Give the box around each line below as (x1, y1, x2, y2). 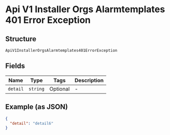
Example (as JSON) (5, 103, 68, 111)
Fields (5, 62, 26, 71)
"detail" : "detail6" (10, 121, 54, 126)
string (29, 86, 45, 92)
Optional (49, 85, 70, 92)
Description (75, 77, 104, 84)
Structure (5, 35, 37, 43)
